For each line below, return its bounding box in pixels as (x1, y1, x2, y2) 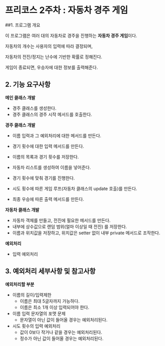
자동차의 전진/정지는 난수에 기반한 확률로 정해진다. (5, 53, 103, 60)
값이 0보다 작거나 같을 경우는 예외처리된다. (19, 329, 102, 335)
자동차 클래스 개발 (5, 206, 40, 212)
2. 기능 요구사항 (5, 80, 51, 89)
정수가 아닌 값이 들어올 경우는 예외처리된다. (19, 335, 104, 342)
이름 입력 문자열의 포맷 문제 (12, 310, 66, 317)
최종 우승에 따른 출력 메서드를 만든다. (12, 196, 84, 202)
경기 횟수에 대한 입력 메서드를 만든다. (12, 143, 84, 149)
